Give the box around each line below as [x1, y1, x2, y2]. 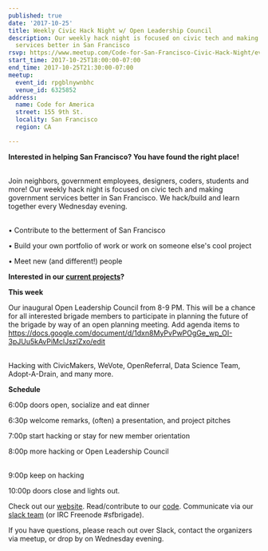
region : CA [15, 123, 52, 131]
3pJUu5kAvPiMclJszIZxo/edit [8, 336, 106, 346]
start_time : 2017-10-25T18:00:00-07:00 [8, 57, 141, 65]
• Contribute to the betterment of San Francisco [8, 225, 166, 235]
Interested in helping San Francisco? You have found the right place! [8, 152, 239, 161]
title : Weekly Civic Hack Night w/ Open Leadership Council [8, 26, 213, 34]
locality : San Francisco [15, 116, 98, 124]
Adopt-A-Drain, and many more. [8, 369, 114, 379]
